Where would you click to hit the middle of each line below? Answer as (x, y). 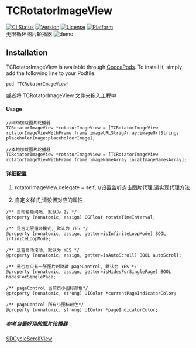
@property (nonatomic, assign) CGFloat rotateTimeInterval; (81, 217)
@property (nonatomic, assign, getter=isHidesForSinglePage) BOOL (89, 272)
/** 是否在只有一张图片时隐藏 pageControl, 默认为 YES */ (72, 267)
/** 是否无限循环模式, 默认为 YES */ (47, 229)
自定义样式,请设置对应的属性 (49, 200)
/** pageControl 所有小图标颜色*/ (45, 305)
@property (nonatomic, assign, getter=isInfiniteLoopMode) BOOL (86, 234)
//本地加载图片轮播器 (28, 149)
